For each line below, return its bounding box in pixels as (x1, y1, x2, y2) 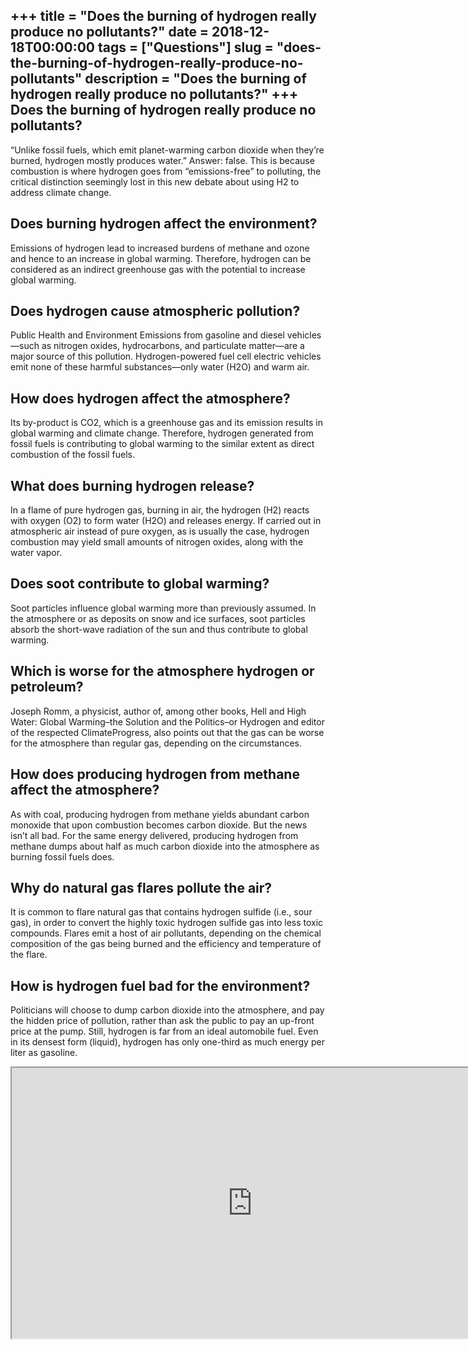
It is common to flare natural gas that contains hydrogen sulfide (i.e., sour (10, 906, 313, 918)
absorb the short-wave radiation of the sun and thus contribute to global (10, 623, 308, 635)
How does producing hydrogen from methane (10, 766, 300, 783)
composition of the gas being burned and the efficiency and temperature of (10, 938, 322, 950)
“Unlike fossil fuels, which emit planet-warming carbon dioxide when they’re (10, 144, 325, 156)
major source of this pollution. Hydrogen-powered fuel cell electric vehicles (10, 350, 322, 363)
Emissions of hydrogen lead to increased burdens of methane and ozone (10, 242, 310, 254)
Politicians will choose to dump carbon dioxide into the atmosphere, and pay (10, 1004, 325, 1016)
